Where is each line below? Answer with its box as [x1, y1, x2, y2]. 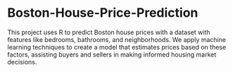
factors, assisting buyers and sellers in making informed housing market [7, 50, 217, 59]
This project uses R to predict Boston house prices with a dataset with [7, 28, 210, 36]
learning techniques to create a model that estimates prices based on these [7, 43, 227, 51]
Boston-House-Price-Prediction [7, 5, 199, 21]
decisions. [7, 57, 37, 66]
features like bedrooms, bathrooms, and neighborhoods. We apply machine [7, 35, 227, 43]
